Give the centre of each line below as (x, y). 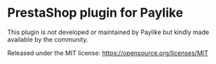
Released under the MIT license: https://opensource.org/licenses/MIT (108, 53)
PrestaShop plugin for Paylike (95, 13)
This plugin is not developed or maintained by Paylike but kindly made (108, 32)
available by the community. (48, 39)
